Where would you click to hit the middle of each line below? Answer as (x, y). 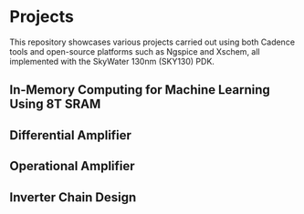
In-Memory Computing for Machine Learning (140, 90)
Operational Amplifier (72, 166)
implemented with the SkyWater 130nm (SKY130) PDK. (112, 61)
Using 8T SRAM (55, 104)
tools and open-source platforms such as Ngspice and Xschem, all (135, 51)
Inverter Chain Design (73, 197)
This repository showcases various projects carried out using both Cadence (152, 42)
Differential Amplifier (71, 135)
